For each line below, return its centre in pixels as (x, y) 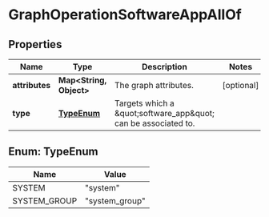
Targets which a (145, 103)
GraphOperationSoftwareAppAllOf (125, 15)
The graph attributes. (154, 85)
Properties (35, 44)
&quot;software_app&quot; (165, 113)
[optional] (241, 85)
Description (165, 67)
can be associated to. (155, 123)
